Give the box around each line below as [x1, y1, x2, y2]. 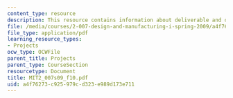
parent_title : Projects [7, 55, 76, 62]
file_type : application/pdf [7, 29, 89, 37]
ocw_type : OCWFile [7, 49, 60, 56]
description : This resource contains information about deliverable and [7, 17, 222, 23]
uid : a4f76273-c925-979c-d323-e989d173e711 [7, 81, 135, 88]
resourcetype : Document [7, 68, 76, 75]
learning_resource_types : [7, 36, 82, 43]
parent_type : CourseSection [7, 61, 89, 68]
